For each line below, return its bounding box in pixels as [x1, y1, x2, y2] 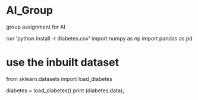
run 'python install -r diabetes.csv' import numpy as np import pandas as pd [6, 35, 193, 42]
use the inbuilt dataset [6, 56, 120, 69]
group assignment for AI [6, 23, 65, 30]
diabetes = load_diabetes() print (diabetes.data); [6, 87, 125, 94]
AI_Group [6, 4, 54, 17]
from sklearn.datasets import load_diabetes [6, 75, 113, 82]
